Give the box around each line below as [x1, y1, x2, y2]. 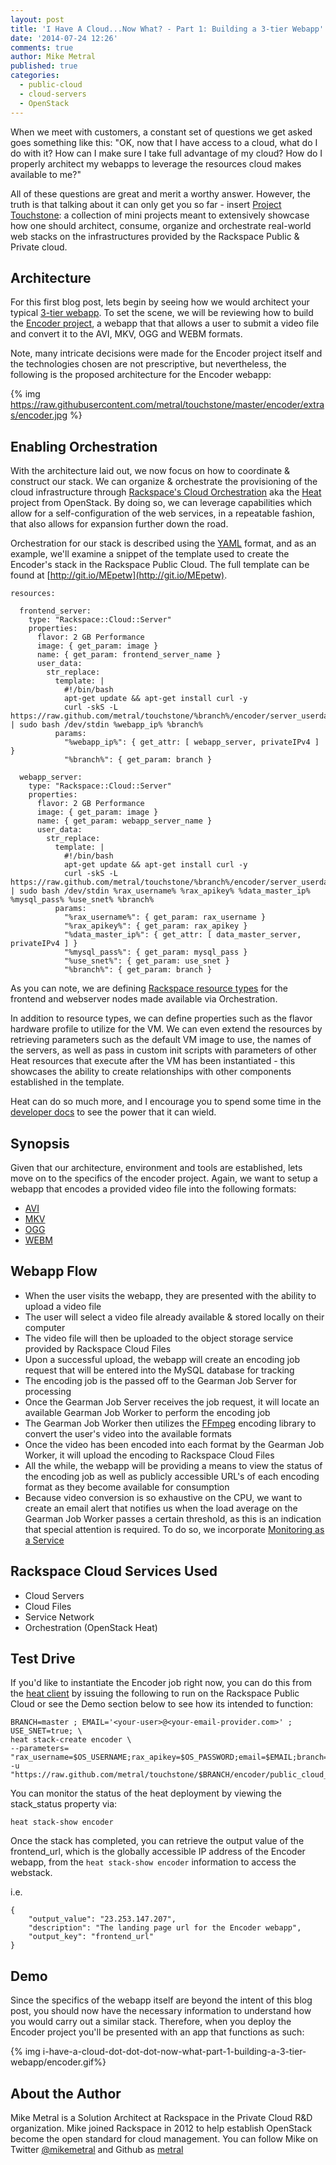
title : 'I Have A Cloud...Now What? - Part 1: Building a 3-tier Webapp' [10, 24, 325, 34]
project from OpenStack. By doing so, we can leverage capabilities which [10, 497, 313, 509]
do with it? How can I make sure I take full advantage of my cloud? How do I [10, 147, 323, 159]
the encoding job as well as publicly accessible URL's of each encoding [24, 1470, 320, 1482]
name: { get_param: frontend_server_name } [36, 650, 222, 660]
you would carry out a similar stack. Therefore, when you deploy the [10, 2016, 292, 2028]
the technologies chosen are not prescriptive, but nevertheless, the [10, 358, 287, 370]
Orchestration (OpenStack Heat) [24, 1621, 158, 1633]
